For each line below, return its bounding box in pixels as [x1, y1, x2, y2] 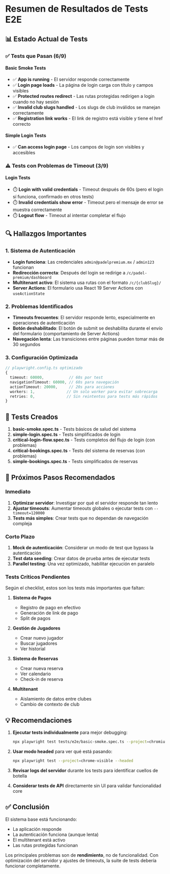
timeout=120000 [12, 510, 45, 515]
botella [12, 773, 27, 779]
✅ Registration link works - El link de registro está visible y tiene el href [12, 115, 163, 121]
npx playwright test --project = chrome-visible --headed [12, 758, 133, 763]
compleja [12, 520, 32, 527]
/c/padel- [126, 270, 147, 275]
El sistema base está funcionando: [5, 816, 77, 822]
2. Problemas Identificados [5, 303, 74, 310]
